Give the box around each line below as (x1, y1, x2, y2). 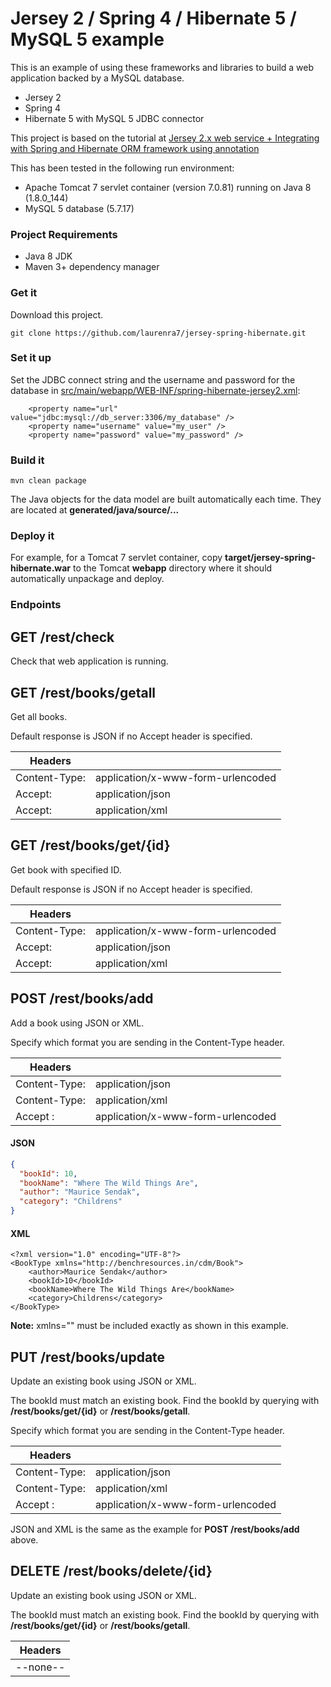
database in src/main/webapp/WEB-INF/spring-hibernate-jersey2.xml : (10, 384, 301, 396)
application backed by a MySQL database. (10, 72, 185, 84)
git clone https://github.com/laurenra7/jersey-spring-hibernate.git (10, 328, 307, 338)
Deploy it (10, 529, 55, 543)
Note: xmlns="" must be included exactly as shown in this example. (10, 1320, 289, 1332)
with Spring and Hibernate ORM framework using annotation (10, 142, 260, 154)
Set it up (10, 351, 52, 365)
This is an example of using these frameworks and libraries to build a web (10, 61, 315, 73)
